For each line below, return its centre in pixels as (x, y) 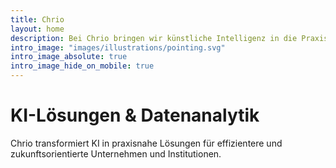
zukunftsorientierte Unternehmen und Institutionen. (116, 153)
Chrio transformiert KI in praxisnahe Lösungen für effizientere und (146, 143)
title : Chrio (37, 19)
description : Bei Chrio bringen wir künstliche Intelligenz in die (154, 38)
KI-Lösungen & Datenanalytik (135, 115)
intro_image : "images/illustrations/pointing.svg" (118, 47)
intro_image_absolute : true (69, 57)
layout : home (37, 29)
